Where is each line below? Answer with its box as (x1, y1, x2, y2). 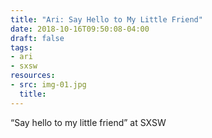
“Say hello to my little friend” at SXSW (10, 116, 167, 128)
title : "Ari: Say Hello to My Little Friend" (10, 14, 203, 25)
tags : (10, 42, 33, 53)
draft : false (10, 33, 65, 43)
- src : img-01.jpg (10, 80, 87, 90)
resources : (10, 71, 56, 81)
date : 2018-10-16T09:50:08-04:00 (10, 24, 150, 34)
